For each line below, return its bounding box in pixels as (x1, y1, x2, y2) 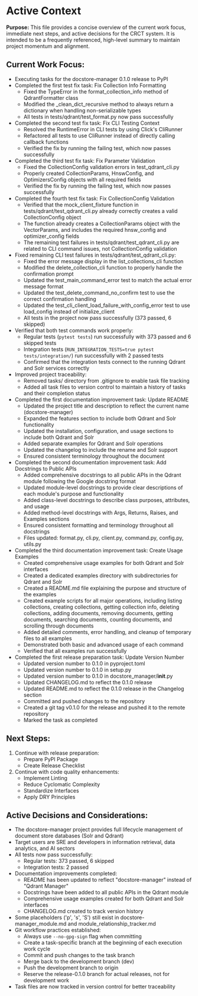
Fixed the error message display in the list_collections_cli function (23, 257, 184, 264)
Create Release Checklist (23, 762, 85, 769)
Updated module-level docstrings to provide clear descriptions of (23, 484, 183, 491)
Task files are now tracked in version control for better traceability (14, 983, 176, 990)
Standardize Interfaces (23, 787, 79, 794)
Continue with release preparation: (14, 749, 99, 756)
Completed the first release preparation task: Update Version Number (14, 654, 184, 661)
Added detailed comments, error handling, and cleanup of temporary (23, 628, 191, 635)
